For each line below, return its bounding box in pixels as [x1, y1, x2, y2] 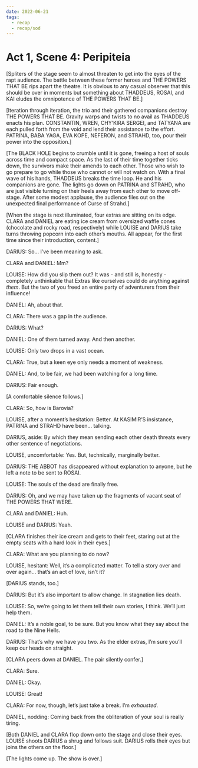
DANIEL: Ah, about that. [6, 301, 64, 308]
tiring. [6, 719, 21, 727]
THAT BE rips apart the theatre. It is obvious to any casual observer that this [6, 83, 190, 90]
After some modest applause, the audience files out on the [22, 193, 165, 201]
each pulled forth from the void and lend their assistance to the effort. [6, 125, 176, 133]
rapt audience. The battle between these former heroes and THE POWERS [6, 76, 187, 83]
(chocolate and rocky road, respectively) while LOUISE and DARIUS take [6, 224, 181, 231]
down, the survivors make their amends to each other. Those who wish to [6, 162, 184, 169]
